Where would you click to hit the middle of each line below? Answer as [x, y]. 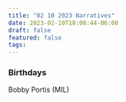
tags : [17, 45]
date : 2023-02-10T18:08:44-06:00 [63, 23]
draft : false [30, 30]
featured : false [35, 38]
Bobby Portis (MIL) [39, 90]
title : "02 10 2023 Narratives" [61, 15]
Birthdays [27, 73]
